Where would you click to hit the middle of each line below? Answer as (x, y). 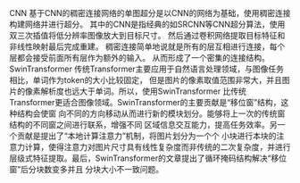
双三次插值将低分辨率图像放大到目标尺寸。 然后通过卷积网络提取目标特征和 (147, 35)
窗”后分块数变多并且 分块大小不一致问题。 (87, 169)
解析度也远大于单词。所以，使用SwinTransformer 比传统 (143, 91)
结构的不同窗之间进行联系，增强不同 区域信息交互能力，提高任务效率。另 (143, 125)
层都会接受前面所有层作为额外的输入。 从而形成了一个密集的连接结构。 (139, 58)
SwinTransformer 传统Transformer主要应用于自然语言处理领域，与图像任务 (146, 69)
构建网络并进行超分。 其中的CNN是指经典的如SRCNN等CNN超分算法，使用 (147, 24)
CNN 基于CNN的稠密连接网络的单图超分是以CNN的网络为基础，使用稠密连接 (150, 13)
